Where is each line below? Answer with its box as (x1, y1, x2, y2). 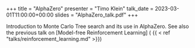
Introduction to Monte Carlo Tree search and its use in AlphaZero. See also (6, 23, 189, 30)
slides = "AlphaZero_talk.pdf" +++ (54, 11, 139, 18)
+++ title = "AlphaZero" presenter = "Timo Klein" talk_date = (6, 5, 154, 12)
